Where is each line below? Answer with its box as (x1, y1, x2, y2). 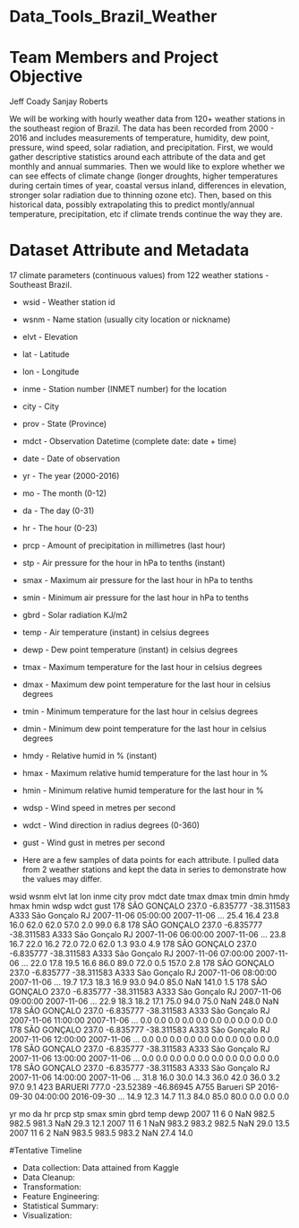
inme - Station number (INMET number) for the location (21, 384, 227, 395)
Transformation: (21, 1181, 82, 1192)
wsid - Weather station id (21, 297, 115, 308)
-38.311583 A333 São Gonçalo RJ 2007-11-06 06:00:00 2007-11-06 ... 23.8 (9, 929, 286, 940)
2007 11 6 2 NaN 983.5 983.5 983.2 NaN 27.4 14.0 (9, 1128, 194, 1138)
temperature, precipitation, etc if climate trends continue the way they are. (9, 209, 284, 220)
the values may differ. (21, 874, 103, 884)
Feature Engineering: (21, 1191, 100, 1202)
